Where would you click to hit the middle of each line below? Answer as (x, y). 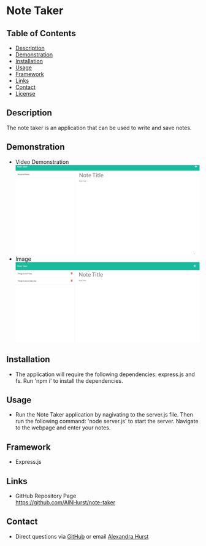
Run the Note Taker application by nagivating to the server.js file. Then (104, 415)
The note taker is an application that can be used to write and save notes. (99, 128)
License (25, 94)
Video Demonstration (42, 162)
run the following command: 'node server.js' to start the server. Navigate (107, 421)
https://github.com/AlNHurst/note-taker (65, 502)
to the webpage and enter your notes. (63, 428)
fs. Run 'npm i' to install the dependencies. (69, 380)
